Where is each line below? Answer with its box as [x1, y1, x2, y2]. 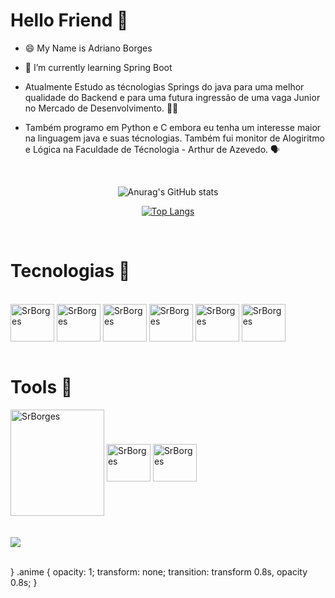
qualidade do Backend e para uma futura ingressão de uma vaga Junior [24, 91, 321, 103]
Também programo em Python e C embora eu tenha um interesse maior [24, 121, 322, 133]
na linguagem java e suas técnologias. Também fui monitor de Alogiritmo [24, 132, 325, 144]
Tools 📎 [10, 376, 73, 399]
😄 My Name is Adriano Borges [24, 42, 153, 54]
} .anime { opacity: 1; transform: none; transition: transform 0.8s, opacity [10, 565, 308, 578]
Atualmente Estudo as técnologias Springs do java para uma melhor [24, 80, 305, 93]
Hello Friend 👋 [10, 9, 129, 32]
